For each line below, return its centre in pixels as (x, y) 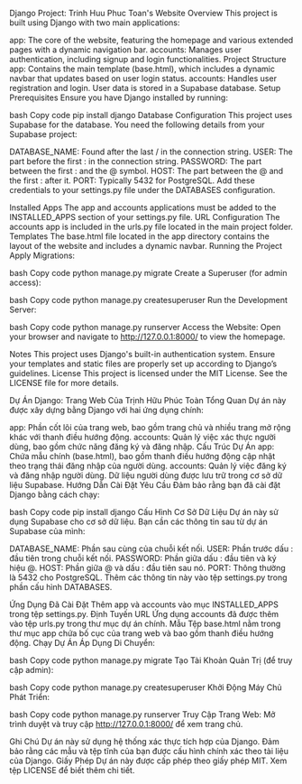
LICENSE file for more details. (64, 383)
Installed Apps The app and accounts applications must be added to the (143, 208)
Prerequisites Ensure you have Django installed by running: (119, 97)
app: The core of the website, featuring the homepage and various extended (151, 40)
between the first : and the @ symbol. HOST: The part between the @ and (146, 171)
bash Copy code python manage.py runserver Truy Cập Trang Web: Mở (142, 715)
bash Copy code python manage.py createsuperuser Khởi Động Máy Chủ (146, 687)
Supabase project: (44, 134)
